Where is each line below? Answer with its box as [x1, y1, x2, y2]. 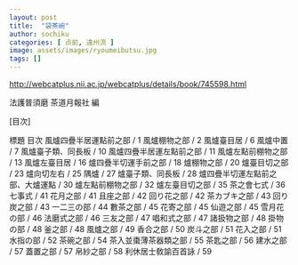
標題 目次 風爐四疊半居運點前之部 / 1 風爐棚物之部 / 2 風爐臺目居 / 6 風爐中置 [9, 135, 289, 145]
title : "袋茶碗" [9, 21, 69, 30]
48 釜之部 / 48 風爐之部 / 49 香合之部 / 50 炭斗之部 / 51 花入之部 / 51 [31, 224, 282, 234]
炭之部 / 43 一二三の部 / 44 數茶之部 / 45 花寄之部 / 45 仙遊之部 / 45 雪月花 [9, 202, 285, 212]
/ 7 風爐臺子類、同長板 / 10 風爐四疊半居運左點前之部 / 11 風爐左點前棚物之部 [9, 146, 288, 157]
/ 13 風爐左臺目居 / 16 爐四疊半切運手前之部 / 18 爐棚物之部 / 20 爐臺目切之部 [9, 157, 289, 167]
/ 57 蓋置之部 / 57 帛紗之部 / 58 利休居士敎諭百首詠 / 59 [9, 246, 212, 256]
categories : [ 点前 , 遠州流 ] [9, 37, 115, 47]
